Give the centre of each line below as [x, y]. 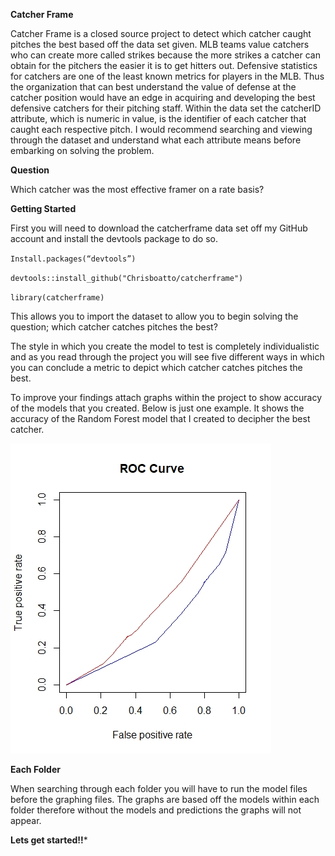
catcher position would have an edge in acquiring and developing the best [163, 97]
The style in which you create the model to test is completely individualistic [165, 346]
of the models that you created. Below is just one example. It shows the [157, 408]
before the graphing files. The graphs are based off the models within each [165, 799]
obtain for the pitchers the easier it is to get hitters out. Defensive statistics [164, 65]
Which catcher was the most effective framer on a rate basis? [137, 189]
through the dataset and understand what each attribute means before [156, 140]
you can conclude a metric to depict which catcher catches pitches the [156, 367]
